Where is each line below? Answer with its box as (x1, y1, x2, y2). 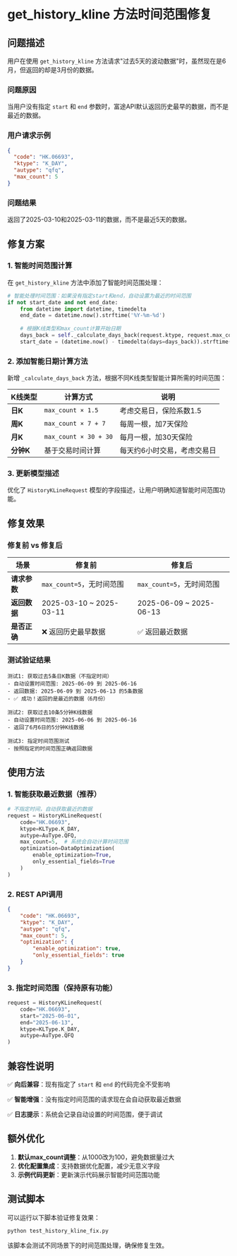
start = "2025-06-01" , (20, 1012, 80, 1019)
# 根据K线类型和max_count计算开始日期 (20, 325, 121, 333)
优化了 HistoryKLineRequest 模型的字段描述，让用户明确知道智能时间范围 (7, 486, 219, 494)
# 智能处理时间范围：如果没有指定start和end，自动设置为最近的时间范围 (7, 292, 192, 299)
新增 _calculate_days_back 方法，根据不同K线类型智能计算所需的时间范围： (7, 373, 227, 382)
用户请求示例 (7, 131, 51, 140)
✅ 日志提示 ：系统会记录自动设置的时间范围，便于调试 (7, 1110, 163, 1118)
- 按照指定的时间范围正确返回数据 (7, 746, 93, 753)
